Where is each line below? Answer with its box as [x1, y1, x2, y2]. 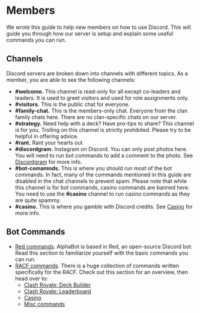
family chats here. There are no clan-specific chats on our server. [14, 113, 177, 120]
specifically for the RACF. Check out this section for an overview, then [14, 268, 188, 276]
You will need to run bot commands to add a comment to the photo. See [14, 152, 193, 159]
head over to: [14, 274, 48, 282]
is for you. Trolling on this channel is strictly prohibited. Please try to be [14, 126, 191, 133]
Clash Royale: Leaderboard [23, 287, 91, 295]
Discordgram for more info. [14, 158, 82, 166]
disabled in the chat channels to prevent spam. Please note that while [14, 177, 187, 184]
